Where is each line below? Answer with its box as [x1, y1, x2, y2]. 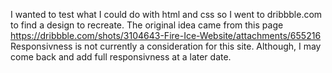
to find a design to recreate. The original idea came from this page [10, 19, 284, 31]
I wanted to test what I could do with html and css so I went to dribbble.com [10, 9, 323, 20]
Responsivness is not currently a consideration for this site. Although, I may [10, 40, 322, 52]
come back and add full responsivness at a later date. [10, 51, 232, 63]
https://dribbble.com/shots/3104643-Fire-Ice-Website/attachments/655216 [10, 30, 322, 41]
